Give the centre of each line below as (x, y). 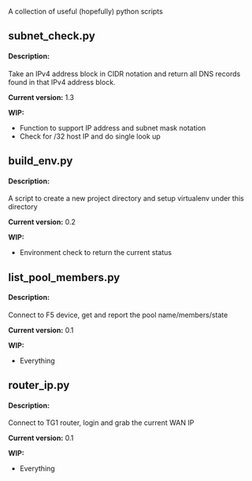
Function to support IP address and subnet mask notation (113, 128)
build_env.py (41, 161)
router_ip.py (39, 385)
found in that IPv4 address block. (62, 82)
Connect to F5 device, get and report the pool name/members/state (118, 315)
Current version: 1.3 (41, 97)
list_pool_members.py (64, 277)
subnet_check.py (52, 36)
